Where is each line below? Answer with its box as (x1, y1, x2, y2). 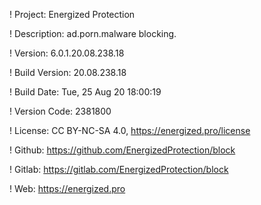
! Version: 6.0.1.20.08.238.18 (9, 47, 125, 59)
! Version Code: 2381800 (9, 105, 112, 117)
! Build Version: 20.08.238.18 (9, 67, 127, 78)
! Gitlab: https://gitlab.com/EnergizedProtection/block (9, 164, 229, 175)
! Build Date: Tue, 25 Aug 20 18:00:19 (9, 86, 162, 98)
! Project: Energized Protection (9, 9, 136, 20)
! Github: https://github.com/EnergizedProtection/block (9, 144, 236, 156)
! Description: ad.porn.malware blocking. (9, 28, 177, 39)
